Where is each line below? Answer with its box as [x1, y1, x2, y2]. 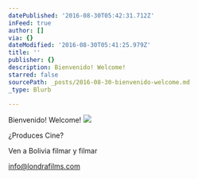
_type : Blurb [8, 85, 52, 94]
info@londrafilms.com [8, 161, 81, 171]
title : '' [8, 49, 41, 56]
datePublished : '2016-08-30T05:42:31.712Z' [8, 11, 155, 20]
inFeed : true [8, 19, 52, 27]
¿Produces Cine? [8, 130, 64, 140]
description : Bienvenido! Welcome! [8, 64, 126, 72]
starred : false [8, 71, 59, 79]
